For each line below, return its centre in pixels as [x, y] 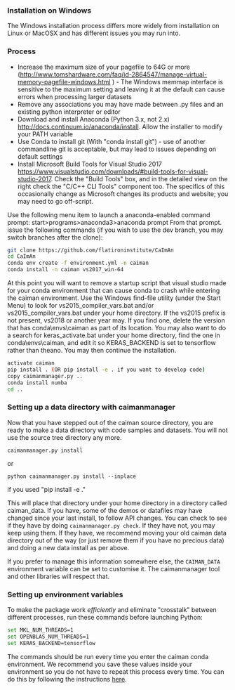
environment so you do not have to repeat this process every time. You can [116, 671]
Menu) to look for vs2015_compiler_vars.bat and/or [81, 306]
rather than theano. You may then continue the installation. [92, 351]
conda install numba [38, 383]
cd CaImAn [22, 256]
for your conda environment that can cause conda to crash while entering [114, 291]
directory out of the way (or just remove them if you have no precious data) [116, 540]
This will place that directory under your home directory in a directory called [117, 503]
